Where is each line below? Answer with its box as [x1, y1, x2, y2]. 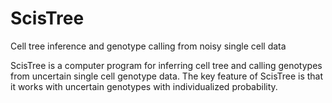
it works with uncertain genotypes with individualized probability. [10, 80, 278, 92]
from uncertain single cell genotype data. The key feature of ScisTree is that [10, 70, 324, 82]
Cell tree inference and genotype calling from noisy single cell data [10, 40, 287, 52]
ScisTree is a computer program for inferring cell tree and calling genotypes [10, 59, 323, 71]
